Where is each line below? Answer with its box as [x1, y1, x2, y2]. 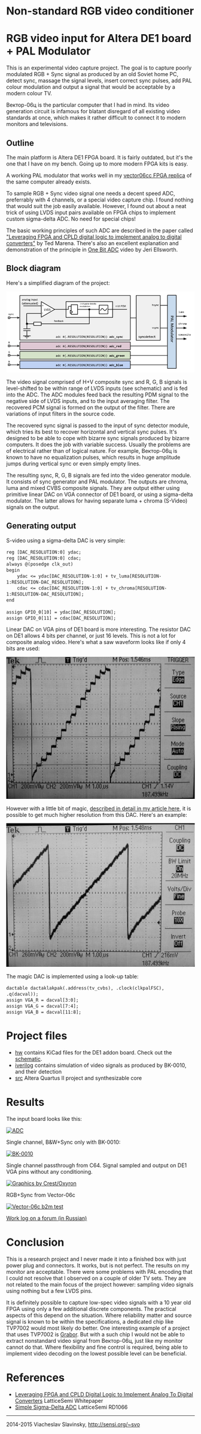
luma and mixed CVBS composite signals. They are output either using [6, 484, 180, 491]
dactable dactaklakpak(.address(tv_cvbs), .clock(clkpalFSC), [6, 985, 165, 991]
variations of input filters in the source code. [6, 410, 115, 417]
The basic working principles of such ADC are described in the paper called [6, 227, 193, 234]
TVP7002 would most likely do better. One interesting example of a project [6, 1324, 190, 1331]
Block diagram [6, 263, 61, 273]
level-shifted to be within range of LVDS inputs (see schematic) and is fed [6, 384, 188, 392]
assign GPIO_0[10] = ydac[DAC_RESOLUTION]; [6, 609, 117, 615]
